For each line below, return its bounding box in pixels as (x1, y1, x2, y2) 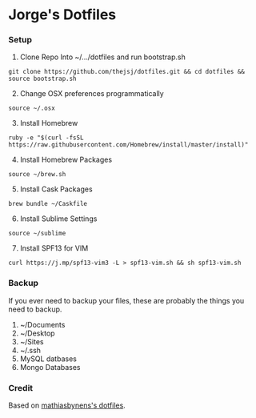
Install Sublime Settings (19, 214, 98, 223)
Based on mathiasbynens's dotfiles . (8, 400, 126, 410)
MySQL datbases (19, 354, 78, 364)
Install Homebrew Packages (19, 155, 113, 165)
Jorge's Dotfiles (8, 6, 117, 24)
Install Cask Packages (19, 184, 94, 194)
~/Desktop (19, 328, 55, 338)
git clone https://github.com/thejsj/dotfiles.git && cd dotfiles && (8, 68, 246, 76)
